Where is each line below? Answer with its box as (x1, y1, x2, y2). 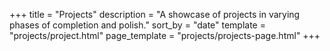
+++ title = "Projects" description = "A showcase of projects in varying (9, 9, 301, 20)
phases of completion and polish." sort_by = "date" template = (9, 19, 266, 31)
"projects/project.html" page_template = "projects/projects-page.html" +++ (9, 30, 321, 41)
